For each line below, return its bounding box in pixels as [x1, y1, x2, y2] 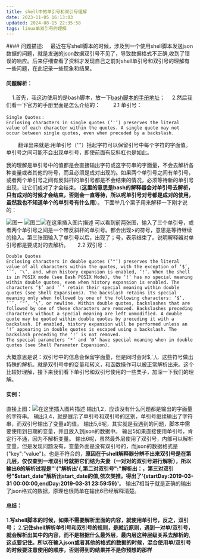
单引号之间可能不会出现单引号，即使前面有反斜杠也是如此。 [6, 149, 152, 156]
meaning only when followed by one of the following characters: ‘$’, [6, 295, 185, 302]
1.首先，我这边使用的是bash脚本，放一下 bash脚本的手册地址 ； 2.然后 [11, 94, 187, 102]
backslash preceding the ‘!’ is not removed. [6, 332, 121, 338]
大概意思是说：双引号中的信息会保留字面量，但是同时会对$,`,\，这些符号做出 [6, 354, 193, 361]
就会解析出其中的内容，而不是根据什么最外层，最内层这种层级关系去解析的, [6, 531, 190, 538]
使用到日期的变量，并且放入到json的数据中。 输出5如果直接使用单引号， [11, 428, 188, 435]
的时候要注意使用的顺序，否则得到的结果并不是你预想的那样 [6, 546, 152, 553]
